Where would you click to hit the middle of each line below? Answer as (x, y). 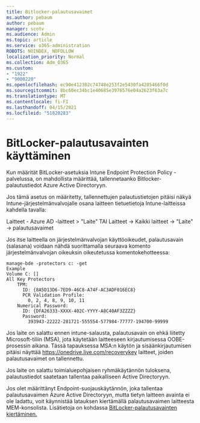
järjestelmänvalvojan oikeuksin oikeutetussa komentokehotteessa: (88, 253)
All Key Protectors (31, 279)
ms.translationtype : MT (36, 96)
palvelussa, (20, 179)
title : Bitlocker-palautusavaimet (50, 12)
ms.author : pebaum (29, 18)
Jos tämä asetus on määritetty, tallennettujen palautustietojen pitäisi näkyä (99, 197)
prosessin (18, 346)
